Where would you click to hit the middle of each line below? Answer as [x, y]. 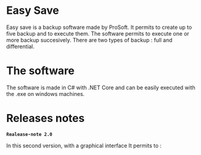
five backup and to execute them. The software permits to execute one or [98, 33]
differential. [21, 46]
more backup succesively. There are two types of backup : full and [90, 40]
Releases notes [46, 119]
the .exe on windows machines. [46, 93]
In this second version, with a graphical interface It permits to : [84, 145]
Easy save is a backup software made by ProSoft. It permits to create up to [99, 27]
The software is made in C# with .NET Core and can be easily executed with [101, 87]
